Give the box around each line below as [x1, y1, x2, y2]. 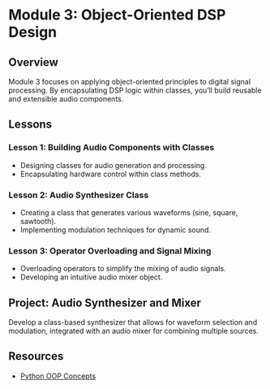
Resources [8, 349, 64, 363]
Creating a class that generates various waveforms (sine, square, [19, 207, 238, 217]
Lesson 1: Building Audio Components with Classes [8, 142, 215, 153]
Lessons [8, 118, 53, 132]
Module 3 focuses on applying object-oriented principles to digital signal [8, 77, 251, 86]
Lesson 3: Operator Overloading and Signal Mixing [8, 245, 212, 257]
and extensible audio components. [8, 94, 124, 103]
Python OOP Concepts [19, 371, 96, 381]
